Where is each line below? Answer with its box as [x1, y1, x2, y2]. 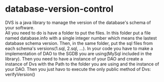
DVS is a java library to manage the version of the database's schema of [5, 20, 151, 25]
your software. [5, 24, 35, 30]
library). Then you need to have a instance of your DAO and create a [5, 56, 143, 61]
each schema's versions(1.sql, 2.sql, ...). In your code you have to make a [5, 45, 153, 51]
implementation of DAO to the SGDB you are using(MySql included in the [5, 50, 152, 57]
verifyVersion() [5, 71, 35, 77]
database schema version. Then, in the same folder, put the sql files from [5, 40, 153, 46]
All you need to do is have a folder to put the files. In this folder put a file [5, 30, 151, 36]
